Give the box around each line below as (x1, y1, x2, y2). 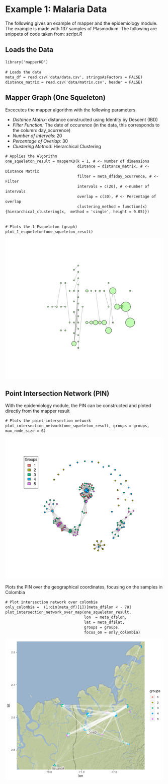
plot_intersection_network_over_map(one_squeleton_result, (5, 610, 132, 615)
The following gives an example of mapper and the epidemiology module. (5, 20, 157, 26)
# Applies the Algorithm (5, 154, 57, 159)
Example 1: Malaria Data (5, 4, 107, 15)
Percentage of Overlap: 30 (12, 138, 68, 144)
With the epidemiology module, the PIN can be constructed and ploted (5, 403, 151, 409)
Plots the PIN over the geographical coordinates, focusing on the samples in (5, 583, 163, 590)
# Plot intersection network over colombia (5, 600, 98, 605)
